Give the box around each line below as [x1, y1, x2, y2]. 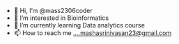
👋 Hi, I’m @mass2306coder [13, 7, 93, 14]
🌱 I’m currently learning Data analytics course [13, 21, 145, 29]
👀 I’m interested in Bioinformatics [13, 14, 109, 22]
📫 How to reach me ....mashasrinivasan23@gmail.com [13, 29, 172, 37]
